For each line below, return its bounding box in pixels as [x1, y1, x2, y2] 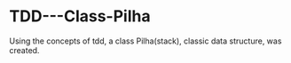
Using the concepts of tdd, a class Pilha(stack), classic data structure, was [9, 35, 282, 46]
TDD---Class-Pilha [9, 6, 151, 27]
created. [9, 44, 40, 55]
